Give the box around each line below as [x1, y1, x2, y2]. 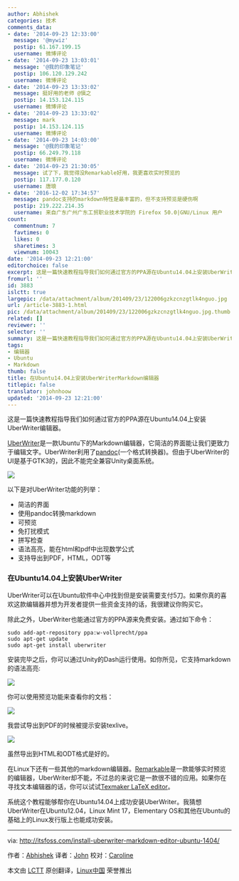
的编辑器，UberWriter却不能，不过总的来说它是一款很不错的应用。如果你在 [7, 773, 227, 782]
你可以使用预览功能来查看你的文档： [7, 692, 114, 701]
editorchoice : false [7, 262, 69, 269]
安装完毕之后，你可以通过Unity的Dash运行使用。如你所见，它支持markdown [7, 655, 231, 663]
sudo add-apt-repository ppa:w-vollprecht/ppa [7, 629, 148, 636]
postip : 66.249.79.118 [14, 150, 81, 157]
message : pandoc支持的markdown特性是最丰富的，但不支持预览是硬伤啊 [14, 196, 198, 203]
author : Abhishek [7, 10, 59, 18]
